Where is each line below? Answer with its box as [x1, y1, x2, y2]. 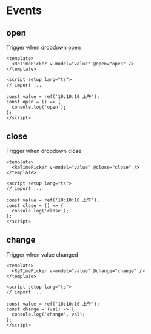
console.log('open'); [12, 104, 67, 110]
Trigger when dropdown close [6, 147, 82, 154]
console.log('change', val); [12, 311, 86, 318]
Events [6, 4, 42, 18]
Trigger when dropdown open [6, 44, 81, 51]
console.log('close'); [12, 208, 69, 214]
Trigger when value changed [6, 250, 78, 258]
